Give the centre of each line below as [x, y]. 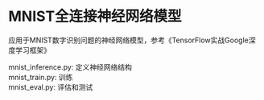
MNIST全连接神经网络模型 [95, 16]
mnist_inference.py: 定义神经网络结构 [70, 67]
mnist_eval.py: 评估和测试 [51, 87]
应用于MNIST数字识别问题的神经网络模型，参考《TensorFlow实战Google [129, 40]
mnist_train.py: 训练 [41, 77]
